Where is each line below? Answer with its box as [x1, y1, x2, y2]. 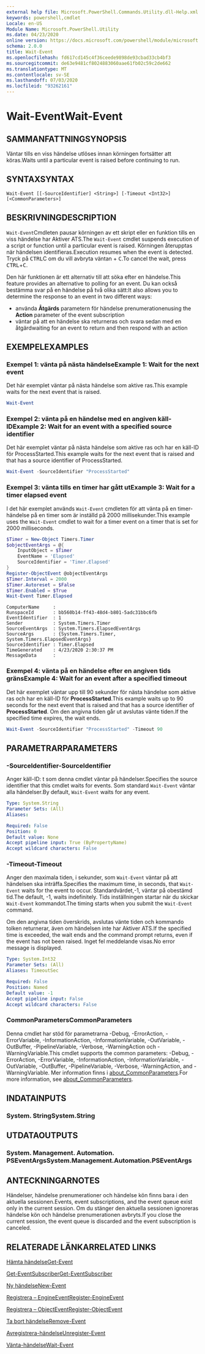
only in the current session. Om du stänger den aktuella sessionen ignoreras [6, 1205, 199, 1212]
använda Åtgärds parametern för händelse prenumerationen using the [15, 304, 192, 312]
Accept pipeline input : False [6, 996, 84, 1002]
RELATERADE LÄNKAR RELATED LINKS [6, 1242, 157, 1252]
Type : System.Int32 [6, 956, 56, 963]
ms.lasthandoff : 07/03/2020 [6, 77, 78, 83]
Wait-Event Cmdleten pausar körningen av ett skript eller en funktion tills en [6, 229, 196, 236]
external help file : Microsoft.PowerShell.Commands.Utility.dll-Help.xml [6, 9, 199, 15]
